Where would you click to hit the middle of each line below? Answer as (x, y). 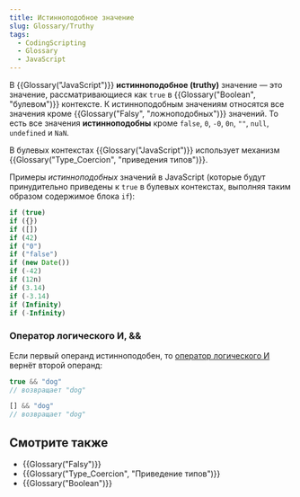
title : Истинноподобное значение (72, 18)
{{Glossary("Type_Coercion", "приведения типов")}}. (109, 160)
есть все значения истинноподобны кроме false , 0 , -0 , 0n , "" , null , (139, 123)
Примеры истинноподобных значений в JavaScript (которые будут (138, 177)
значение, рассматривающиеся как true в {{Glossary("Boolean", (132, 94)
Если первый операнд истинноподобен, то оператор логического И (140, 355)
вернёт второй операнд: (56, 365)
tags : (19, 34)
